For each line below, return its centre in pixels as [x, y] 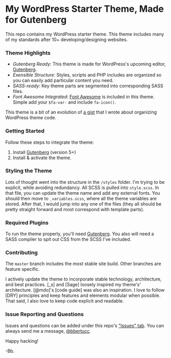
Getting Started [25, 131]
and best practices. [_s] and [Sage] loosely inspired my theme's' [73, 285]
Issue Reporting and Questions [45, 314]
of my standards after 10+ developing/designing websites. [67, 40]
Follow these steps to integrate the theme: [50, 142]
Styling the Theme [29, 171]
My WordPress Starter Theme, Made [85, 9]
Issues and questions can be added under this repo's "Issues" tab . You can [85, 325]
